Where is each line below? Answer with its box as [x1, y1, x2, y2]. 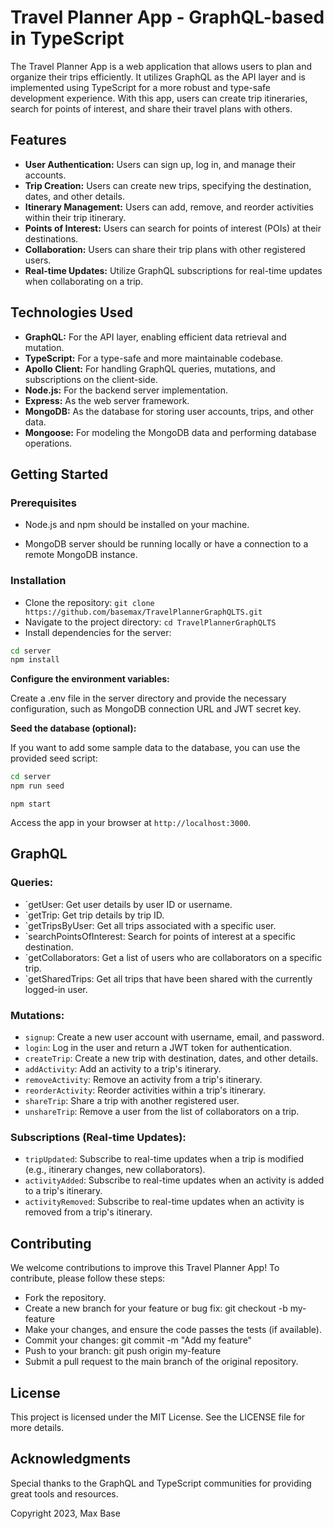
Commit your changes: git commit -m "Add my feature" [24, 1334, 253, 1346]
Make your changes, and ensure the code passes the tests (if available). [24, 1324, 322, 1336]
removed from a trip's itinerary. [24, 1206, 153, 1218]
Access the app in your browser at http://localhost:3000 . [10, 817, 252, 829]
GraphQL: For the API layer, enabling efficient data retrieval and [24, 331, 287, 343]
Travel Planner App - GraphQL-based [10, 6, 325, 29]
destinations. [24, 232, 79, 245]
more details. [10, 1421, 65, 1433]
